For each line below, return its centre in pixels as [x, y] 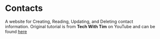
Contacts [24, 8]
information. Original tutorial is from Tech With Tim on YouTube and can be [80, 26]
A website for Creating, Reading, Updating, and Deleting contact [69, 21]
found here [16, 31]
